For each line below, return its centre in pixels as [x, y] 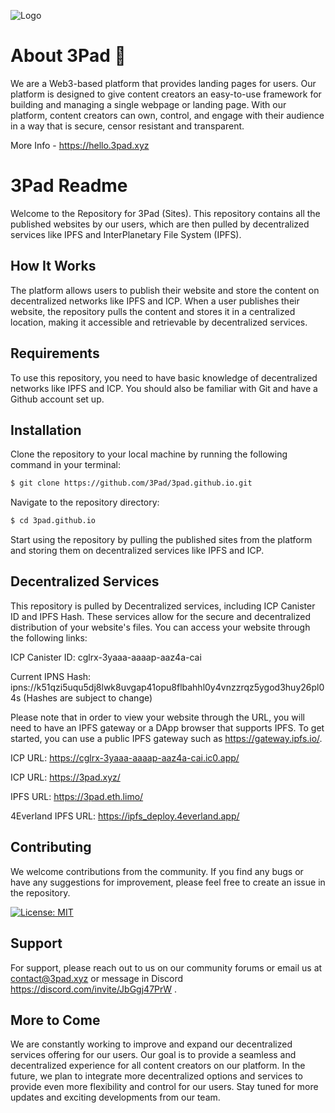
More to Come [55, 1020]
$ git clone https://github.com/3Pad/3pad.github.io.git [131, 483]
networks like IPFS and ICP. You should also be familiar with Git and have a [164, 388]
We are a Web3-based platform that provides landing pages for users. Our [163, 83]
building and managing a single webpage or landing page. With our [148, 104]
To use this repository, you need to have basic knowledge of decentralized [164, 377]
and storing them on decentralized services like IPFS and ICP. [137, 551]
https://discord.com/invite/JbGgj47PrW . [94, 989]
